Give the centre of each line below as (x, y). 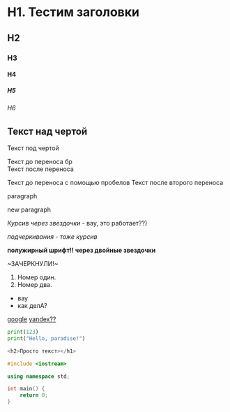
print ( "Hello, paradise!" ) (46, 338)
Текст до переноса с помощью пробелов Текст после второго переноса (115, 183)
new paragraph (29, 209)
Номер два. (34, 285)
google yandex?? (32, 319)
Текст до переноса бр (40, 162)
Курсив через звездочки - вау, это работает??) (77, 223)
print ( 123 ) (23, 332)
